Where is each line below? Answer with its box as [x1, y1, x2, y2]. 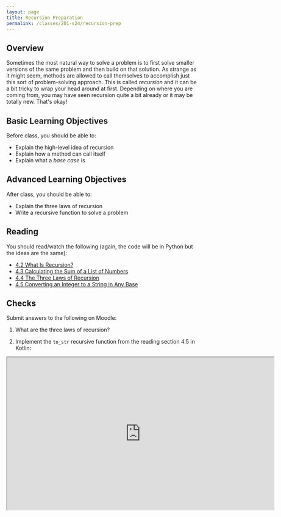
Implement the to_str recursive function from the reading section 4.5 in [15, 338, 195, 345]
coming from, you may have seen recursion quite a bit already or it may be [6, 92, 193, 99]
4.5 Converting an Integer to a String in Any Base [15, 280, 138, 287]
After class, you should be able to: [6, 190, 93, 198]
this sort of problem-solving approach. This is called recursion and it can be [6, 79, 197, 86]
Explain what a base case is [15, 157, 85, 164]
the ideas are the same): [6, 249, 68, 256]
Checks [6, 298, 37, 309]
